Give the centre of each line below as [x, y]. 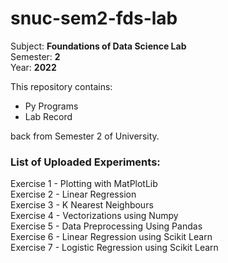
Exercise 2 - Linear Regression [73, 194]
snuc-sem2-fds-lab [94, 18]
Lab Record [48, 116]
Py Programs [51, 106]
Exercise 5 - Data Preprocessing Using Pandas [106, 226]
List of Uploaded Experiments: [85, 162]
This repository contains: [61, 86]
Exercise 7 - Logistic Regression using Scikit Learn [114, 248]
